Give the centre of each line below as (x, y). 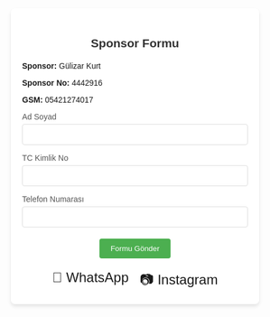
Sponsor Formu (135, 42)
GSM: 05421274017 (58, 99)
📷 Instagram (179, 279)
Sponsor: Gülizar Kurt (61, 65)
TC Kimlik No (45, 158)
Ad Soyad (39, 117)
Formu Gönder (135, 248)
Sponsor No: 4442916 (62, 83)
